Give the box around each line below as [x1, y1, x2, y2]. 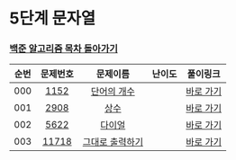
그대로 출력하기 [82, 136, 144, 148]
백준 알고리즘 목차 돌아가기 [9, 42, 119, 55]
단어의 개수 [90, 85, 135, 98]
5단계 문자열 [9, 8, 96, 29]
